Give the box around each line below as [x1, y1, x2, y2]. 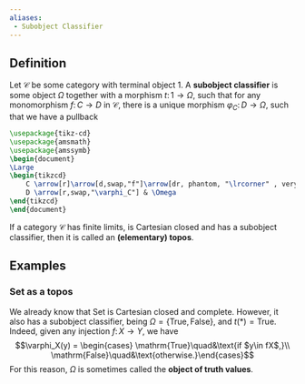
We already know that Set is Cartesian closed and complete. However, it [9, 306, 279, 317]
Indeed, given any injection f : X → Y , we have [9, 325, 179, 337]
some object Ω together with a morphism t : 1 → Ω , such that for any [9, 90, 261, 101]
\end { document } [9, 205, 67, 214]
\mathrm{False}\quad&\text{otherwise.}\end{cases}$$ [50, 349, 255, 360]
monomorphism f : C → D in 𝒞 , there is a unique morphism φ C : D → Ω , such [9, 99, 289, 113]
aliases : [9, 13, 43, 23]
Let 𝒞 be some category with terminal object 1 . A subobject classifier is [9, 79, 279, 91]
